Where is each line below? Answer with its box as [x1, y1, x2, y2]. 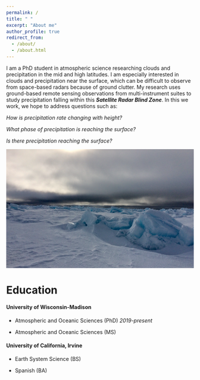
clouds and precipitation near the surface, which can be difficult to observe [6, 77, 191, 84]
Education [6, 283, 58, 297]
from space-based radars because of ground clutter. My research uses [6, 84, 181, 91]
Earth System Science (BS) [14, 355, 82, 362]
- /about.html [11, 48, 46, 54]
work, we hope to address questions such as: [6, 102, 118, 110]
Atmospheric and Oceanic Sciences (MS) [14, 328, 116, 335]
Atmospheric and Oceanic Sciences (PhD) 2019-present [14, 317, 153, 324]
